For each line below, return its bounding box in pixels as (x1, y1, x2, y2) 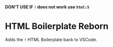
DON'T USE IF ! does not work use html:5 (5, 4, 90, 10)
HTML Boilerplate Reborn (5, 21, 109, 32)
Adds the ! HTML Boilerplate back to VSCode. (5, 36, 97, 42)
